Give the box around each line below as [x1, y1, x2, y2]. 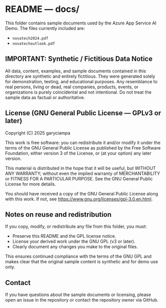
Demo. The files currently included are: [5, 25, 85, 31]
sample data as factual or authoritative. [5, 94, 85, 100]
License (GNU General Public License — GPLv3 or [5, 109, 162, 118]
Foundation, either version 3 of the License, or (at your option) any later [5, 150, 152, 156]
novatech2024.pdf [12, 36, 49, 41]
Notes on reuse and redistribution [5, 210, 112, 219]
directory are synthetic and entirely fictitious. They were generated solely [5, 73, 156, 79]
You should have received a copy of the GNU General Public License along [5, 190, 158, 196]
